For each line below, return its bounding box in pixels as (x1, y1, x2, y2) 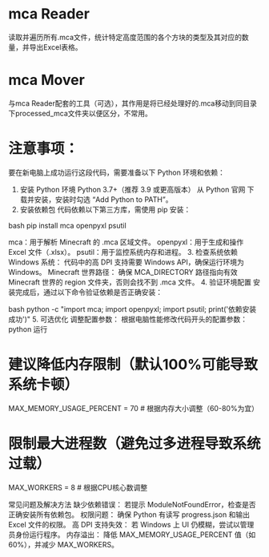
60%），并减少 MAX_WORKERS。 (8, 539, 118, 549)
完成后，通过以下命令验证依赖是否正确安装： (14, 287, 163, 297)
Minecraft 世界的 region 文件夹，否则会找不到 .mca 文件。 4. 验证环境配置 (8, 277, 252, 287)
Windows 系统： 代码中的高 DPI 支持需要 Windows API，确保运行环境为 (8, 257, 244, 267)
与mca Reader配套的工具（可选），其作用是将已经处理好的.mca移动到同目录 (8, 98, 258, 108)
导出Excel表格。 (29, 42, 82, 52)
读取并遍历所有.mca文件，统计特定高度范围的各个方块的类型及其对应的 (8, 32, 243, 42)
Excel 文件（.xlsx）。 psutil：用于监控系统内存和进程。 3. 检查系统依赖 (8, 247, 239, 256)
